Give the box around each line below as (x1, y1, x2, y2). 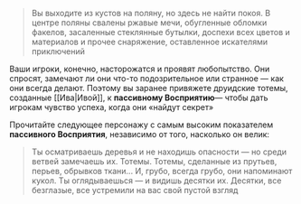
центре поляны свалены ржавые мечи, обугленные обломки (31, 17, 268, 28)
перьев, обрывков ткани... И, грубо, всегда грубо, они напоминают (31, 166, 293, 176)
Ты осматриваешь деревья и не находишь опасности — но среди (31, 146, 287, 157)
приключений (31, 46, 86, 57)
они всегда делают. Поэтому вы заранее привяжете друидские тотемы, (9, 83, 288, 93)
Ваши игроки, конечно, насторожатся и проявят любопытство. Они (9, 63, 270, 74)
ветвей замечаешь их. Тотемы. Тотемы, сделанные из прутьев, (31, 156, 277, 166)
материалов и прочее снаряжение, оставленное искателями (31, 36, 268, 47)
